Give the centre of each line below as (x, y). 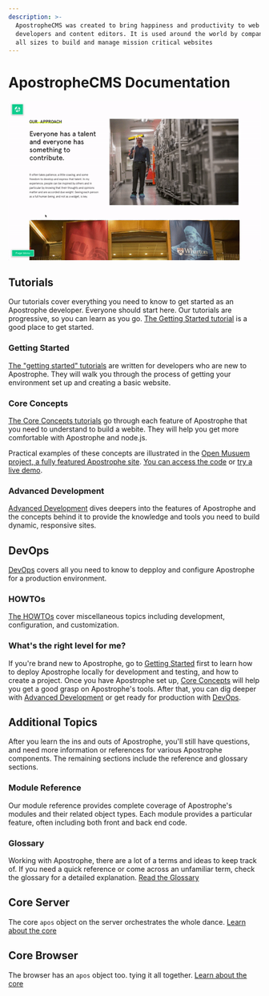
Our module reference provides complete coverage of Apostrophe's (120, 805)
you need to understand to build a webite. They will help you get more (124, 429)
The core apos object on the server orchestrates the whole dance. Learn (127, 922)
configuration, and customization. (64, 625)
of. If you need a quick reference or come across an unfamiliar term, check (132, 869)
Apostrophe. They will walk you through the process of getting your (120, 374)
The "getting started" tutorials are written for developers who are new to (127, 365)
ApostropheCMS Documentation (119, 83)
